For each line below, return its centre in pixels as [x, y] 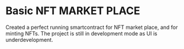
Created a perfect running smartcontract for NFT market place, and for [92, 27]
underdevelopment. [30, 40]
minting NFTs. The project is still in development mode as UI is [81, 33]
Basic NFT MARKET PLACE [73, 11]
